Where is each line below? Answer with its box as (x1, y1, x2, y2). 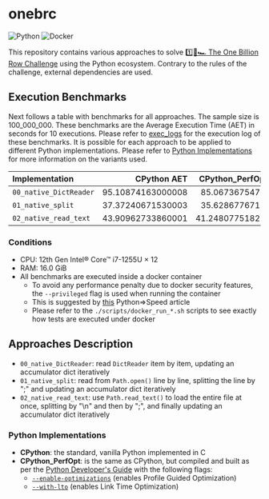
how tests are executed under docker (31, 314, 156, 324)
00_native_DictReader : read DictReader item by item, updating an (19, 358, 235, 368)
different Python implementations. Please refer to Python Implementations (8, 146, 252, 155)
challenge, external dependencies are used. (8, 67, 154, 77)
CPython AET (134, 173, 188, 184)
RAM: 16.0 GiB (19, 263, 67, 273)
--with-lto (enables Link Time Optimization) (31, 481, 179, 492)
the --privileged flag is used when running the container (31, 289, 222, 298)
